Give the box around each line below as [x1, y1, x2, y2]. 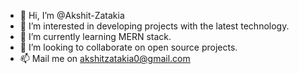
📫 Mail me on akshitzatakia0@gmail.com [19, 53, 191, 64]
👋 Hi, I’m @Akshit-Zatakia [19, 10, 125, 21]
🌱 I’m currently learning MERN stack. [19, 31, 172, 42]
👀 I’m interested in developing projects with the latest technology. [19, 20, 290, 32]
